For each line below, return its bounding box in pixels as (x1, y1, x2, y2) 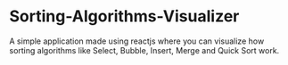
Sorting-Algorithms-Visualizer (9, 6, 240, 27)
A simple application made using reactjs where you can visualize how (9, 36, 265, 46)
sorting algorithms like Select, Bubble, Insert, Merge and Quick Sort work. (9, 45, 280, 55)
